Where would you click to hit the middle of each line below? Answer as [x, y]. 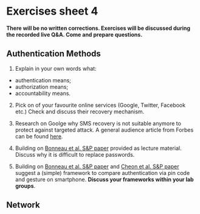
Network [23, 205]
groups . [25, 186]
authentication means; [43, 80]
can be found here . [39, 136]
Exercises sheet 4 [52, 11]
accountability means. [43, 93]
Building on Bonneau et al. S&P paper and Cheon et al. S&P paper [97, 166]
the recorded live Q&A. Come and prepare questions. [74, 34]
